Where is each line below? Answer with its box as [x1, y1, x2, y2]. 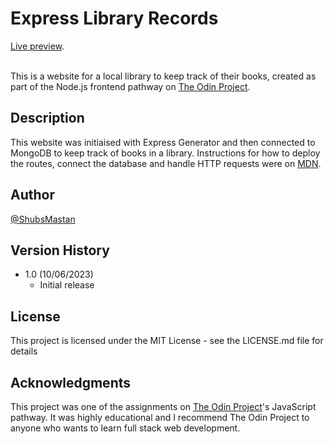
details [10, 345, 38, 357]
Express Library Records [10, 7, 219, 30]
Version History [10, 242, 110, 259]
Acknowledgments [10, 374, 132, 391]
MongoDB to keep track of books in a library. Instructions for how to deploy [10, 147, 321, 159]
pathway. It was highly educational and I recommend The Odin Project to [10, 412, 310, 423]
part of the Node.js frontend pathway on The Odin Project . [10, 80, 251, 92]
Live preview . [10, 40, 65, 52]
